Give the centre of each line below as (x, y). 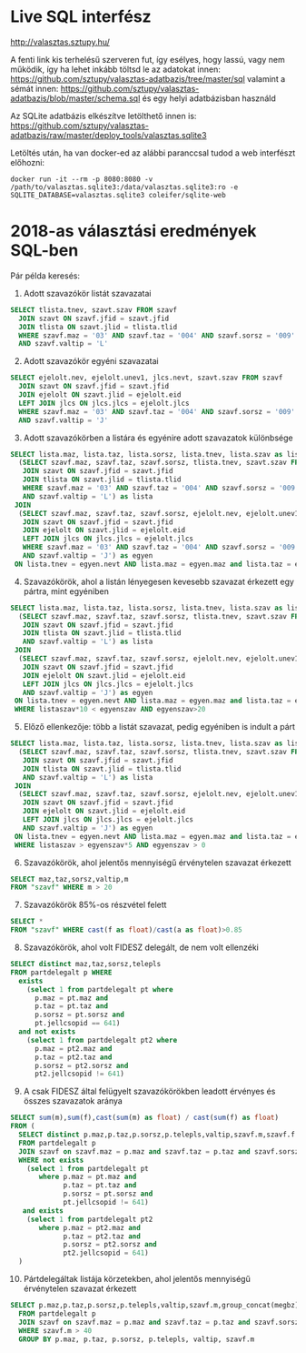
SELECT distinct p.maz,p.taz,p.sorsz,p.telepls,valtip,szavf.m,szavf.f (157, 1135)
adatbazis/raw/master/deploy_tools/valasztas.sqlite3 (109, 135)
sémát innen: (35, 88)
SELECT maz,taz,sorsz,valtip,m (69, 879)
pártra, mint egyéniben (66, 591)
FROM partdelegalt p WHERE (61, 972)
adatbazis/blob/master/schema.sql (75, 98)
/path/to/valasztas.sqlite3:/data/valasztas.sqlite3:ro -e (124, 187)
